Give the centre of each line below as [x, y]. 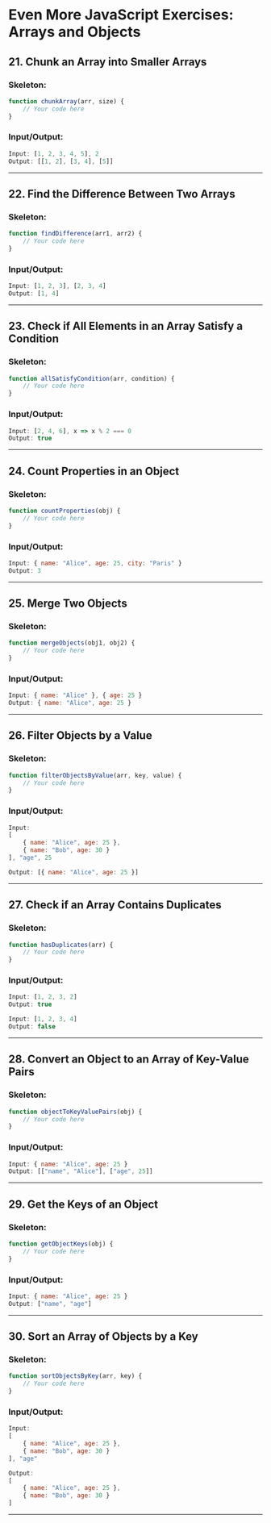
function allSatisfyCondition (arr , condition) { [92, 378]
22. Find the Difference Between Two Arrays [122, 194]
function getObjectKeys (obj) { [61, 1244]
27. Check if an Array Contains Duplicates [115, 905]
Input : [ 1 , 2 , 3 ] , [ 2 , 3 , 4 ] [57, 286]
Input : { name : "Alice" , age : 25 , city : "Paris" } [95, 563]
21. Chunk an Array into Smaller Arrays [108, 62]
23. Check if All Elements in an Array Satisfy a [126, 326]
